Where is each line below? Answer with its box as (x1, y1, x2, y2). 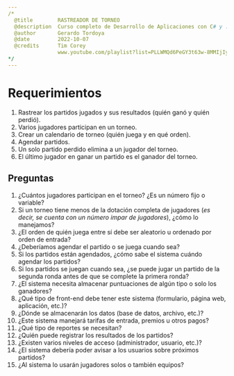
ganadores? (17, 287, 53, 295)
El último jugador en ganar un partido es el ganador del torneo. (17, 152, 198, 160)
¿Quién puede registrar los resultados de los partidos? (17, 331, 174, 339)
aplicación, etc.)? (17, 301, 67, 309)
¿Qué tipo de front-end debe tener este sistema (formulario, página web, (17, 294, 226, 302)
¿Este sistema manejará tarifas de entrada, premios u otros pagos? (17, 316, 209, 325)
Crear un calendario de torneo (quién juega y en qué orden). (17, 130, 191, 139)
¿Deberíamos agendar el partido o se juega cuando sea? (17, 242, 180, 250)
